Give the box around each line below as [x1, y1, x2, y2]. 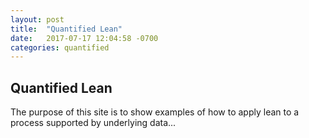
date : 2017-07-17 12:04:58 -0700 [10, 33, 159, 43]
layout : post [10, 14, 65, 25]
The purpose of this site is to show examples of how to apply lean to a [10, 106, 300, 118]
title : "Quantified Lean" [10, 24, 123, 34]
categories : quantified [10, 42, 110, 53]
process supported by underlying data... [10, 117, 177, 129]
